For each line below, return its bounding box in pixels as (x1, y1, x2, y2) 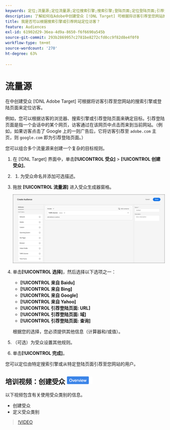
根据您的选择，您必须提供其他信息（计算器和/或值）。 (12, 328, 123, 335)
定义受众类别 (12, 409, 39, 415)
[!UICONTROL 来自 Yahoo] (20, 299, 76, 305)
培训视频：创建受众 (5, 377, 65, 386)
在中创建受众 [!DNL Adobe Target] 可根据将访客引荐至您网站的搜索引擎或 (5, 98, 158, 104)
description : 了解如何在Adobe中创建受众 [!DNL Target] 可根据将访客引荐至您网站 (5, 13, 163, 19)
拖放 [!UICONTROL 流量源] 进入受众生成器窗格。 (12, 184, 114, 190)
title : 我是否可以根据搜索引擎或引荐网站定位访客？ (5, 19, 100, 24)
